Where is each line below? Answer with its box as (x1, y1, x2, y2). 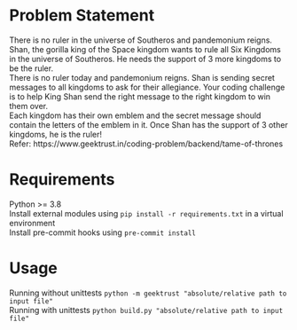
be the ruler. (9, 63, 54, 74)
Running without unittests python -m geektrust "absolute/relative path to (9, 287, 287, 298)
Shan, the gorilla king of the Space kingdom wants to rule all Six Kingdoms (9, 43, 281, 54)
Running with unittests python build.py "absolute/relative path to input (9, 304, 284, 315)
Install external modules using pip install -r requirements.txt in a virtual (9, 208, 284, 218)
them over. (9, 100, 49, 111)
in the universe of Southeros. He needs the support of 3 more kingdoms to (9, 53, 282, 64)
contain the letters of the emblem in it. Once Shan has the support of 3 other (9, 119, 288, 130)
